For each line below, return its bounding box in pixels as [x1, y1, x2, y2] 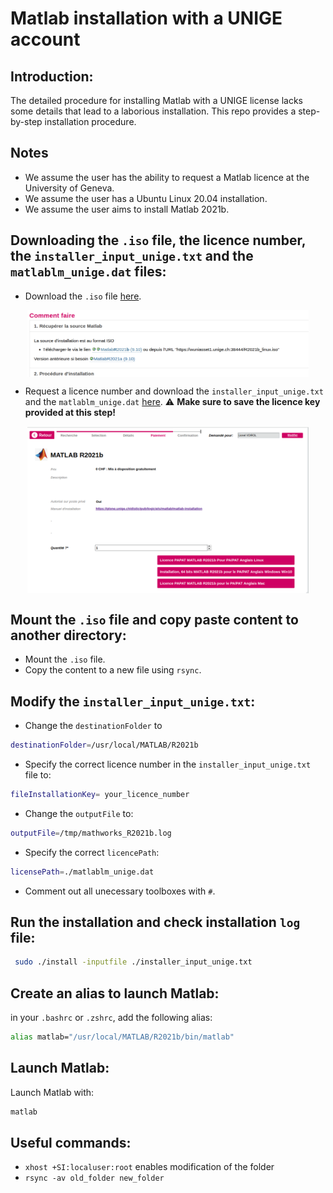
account [10, 28, 81, 51]
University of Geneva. [24, 182, 115, 194]
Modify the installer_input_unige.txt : [10, 693, 256, 710]
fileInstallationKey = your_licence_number [10, 789, 190, 799]
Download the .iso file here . [24, 290, 142, 302]
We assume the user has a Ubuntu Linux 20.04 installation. [24, 192, 268, 204]
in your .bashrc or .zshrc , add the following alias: [10, 1012, 213, 1024]
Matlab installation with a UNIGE [10, 7, 283, 30]
